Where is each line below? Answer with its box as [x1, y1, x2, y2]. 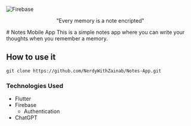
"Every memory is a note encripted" [56, 17, 144, 24]
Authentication [23, 108, 60, 115]
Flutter [14, 95, 32, 102]
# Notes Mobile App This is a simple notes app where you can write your [6, 29, 185, 36]
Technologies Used [6, 81, 64, 90]
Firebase [14, 102, 37, 109]
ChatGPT [14, 114, 38, 121]
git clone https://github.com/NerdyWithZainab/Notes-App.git [6, 68, 162, 74]
